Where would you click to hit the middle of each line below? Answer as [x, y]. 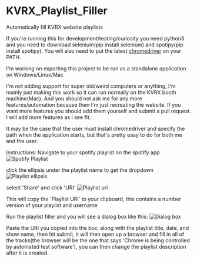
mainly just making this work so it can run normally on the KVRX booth [91, 92]
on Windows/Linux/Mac [35, 74]
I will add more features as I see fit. [49, 117]
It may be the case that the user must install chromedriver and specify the [96, 128]
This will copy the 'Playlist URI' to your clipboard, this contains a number [94, 199]
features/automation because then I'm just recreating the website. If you [94, 104]
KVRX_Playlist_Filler [57, 11]
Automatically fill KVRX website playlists [55, 27]
